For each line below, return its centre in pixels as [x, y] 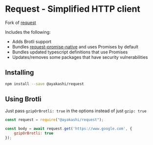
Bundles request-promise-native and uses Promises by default [75, 47]
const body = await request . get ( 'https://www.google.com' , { [69, 129]
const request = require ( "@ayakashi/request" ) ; [55, 120]
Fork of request [21, 23]
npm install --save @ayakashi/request [44, 84]
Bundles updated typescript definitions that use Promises [70, 52]
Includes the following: [28, 32]
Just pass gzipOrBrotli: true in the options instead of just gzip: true [76, 111]
